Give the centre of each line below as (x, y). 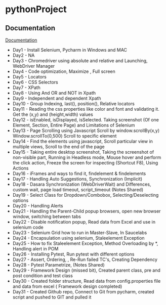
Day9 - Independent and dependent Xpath (57, 98)
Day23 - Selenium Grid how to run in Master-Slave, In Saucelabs (80, 233)
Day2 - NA (24, 55)
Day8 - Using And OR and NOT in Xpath (54, 93)
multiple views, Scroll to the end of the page (58, 147)
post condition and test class (43, 276)
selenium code (28, 227)
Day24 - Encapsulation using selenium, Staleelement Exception (79, 238)
